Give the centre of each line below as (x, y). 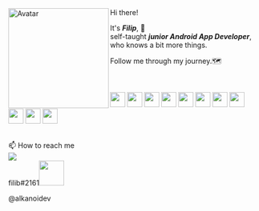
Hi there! (124, 12)
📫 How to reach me (41, 145)
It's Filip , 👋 (128, 28)
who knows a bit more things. (159, 45)
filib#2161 (24, 183)
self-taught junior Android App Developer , (181, 36)
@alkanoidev (30, 198)
